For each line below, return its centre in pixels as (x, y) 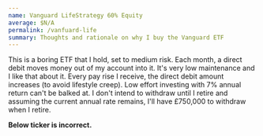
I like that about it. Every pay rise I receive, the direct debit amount (116, 76)
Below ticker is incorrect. (50, 125)
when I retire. (30, 110)
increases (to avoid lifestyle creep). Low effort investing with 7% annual (125, 85)
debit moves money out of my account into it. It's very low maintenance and (131, 68)
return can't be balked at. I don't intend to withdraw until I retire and (118, 93)
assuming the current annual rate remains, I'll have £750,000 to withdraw (127, 101)
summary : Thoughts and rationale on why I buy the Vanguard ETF (116, 37)
